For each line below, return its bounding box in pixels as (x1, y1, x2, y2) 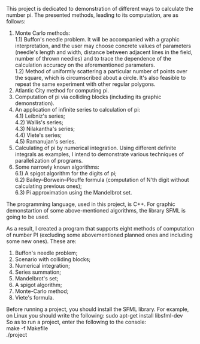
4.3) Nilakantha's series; (14, 125, 75, 132)
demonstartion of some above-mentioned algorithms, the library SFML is (6, 207, 186, 214)
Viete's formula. (14, 294, 54, 301)
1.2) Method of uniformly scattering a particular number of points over (14, 68, 187, 74)
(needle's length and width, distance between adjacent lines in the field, (14, 49, 193, 56)
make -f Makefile (6, 325, 49, 332)
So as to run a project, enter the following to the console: (6, 318, 147, 325)
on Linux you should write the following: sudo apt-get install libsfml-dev (6, 312, 183, 319)
